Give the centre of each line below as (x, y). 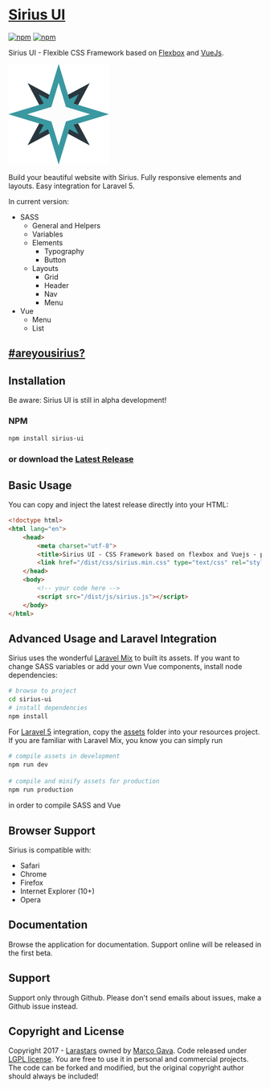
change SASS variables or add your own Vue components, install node (125, 667)
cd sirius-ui (30, 700)
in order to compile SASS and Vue (65, 805)
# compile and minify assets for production (84, 782)
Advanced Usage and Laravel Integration (112, 638)
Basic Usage (40, 485)
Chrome (33, 874)
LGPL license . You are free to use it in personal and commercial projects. (129, 1059)
